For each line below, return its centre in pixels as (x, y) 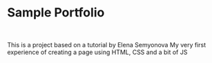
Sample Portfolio (56, 13)
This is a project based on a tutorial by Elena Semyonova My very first (107, 45)
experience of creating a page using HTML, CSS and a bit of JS (97, 52)
